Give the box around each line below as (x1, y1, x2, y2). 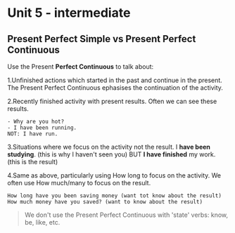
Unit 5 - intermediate (7, 5, 131, 21)
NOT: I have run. (7, 131, 58, 138)
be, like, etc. (24, 218, 61, 226)
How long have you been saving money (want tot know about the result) (7, 192, 222, 199)
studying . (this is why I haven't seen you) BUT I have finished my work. (7, 150, 216, 159)
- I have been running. (7, 124, 77, 131)
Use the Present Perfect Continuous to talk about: (7, 62, 154, 71)
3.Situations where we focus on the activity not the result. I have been (7, 142, 211, 151)
